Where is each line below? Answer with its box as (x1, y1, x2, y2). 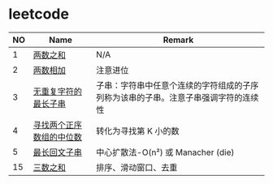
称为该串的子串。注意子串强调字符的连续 (104, 92, 259, 103)
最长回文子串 (32, 147, 83, 158)
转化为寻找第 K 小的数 (96, 125, 180, 136)
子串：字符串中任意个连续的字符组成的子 (96, 79, 251, 91)
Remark (162, 34, 194, 45)
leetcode (8, 5, 69, 24)
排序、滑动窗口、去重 (96, 161, 178, 173)
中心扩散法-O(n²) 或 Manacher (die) (96, 147, 235, 158)
